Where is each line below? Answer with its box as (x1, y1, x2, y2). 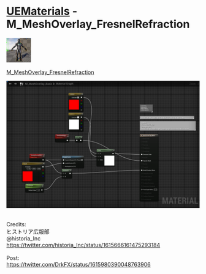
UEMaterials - (6, 4, 78, 18)
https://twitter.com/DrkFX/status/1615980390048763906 (6, 261, 151, 268)
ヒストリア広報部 (6, 228, 50, 235)
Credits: (6, 220, 26, 228)
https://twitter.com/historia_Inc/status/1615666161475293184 (6, 241, 161, 248)
